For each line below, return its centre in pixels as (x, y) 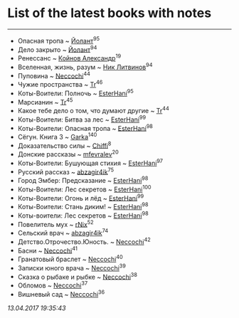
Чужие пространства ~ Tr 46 (60, 84)
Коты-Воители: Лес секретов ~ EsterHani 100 (84, 189)
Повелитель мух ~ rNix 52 (55, 223)
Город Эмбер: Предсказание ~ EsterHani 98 (83, 180)
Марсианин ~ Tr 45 (45, 101)
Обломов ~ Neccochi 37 (53, 285)
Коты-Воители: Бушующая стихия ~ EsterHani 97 (90, 163)
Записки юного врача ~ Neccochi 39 (72, 267)
